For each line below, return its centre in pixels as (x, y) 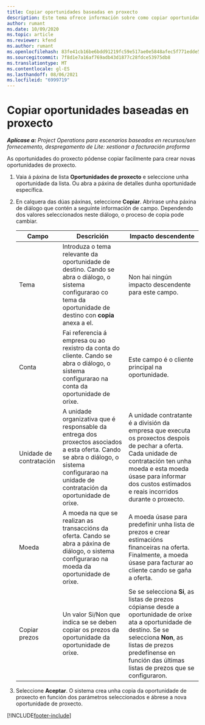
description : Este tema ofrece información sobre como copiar (87, 18)
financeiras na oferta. (159, 547)
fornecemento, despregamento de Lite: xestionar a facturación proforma (99, 147)
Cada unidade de (153, 454)
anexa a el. (78, 323)
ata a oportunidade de (160, 622)
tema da (74, 300)
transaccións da (85, 528)
